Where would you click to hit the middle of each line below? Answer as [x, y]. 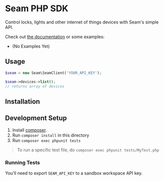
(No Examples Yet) [31, 46]
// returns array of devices [35, 86]
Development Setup [36, 118]
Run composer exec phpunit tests [46, 140]
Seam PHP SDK [37, 9]
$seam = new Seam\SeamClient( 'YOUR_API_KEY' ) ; [53, 73]
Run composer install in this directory [51, 135]
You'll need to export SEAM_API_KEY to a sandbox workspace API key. [74, 173]
